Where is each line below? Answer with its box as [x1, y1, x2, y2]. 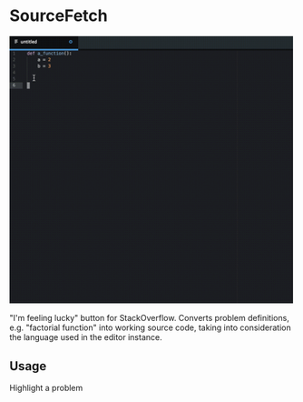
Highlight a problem [9, 382, 83, 393]
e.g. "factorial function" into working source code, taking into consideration [9, 322, 292, 333]
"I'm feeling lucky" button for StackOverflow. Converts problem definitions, [9, 313, 290, 324]
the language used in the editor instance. [9, 332, 162, 343]
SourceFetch [9, 5, 109, 26]
